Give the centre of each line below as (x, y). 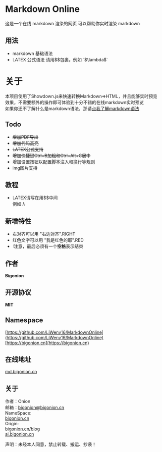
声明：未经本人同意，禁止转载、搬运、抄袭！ (51, 445)
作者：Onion (18, 402)
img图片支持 (25, 168)
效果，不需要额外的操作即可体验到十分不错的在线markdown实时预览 (75, 102)
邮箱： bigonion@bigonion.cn (35, 407)
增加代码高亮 (25, 143)
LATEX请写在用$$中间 (35, 198)
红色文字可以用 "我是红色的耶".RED (48, 240)
